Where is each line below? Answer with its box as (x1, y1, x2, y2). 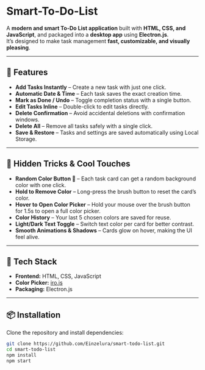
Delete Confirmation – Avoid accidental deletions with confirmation (15, 109, 185, 116)
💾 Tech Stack (6, 256, 57, 266)
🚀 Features (6, 67, 48, 77)
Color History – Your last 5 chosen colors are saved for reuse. (15, 213, 171, 221)
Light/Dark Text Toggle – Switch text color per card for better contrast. (15, 220, 194, 227)
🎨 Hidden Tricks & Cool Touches (6, 158, 131, 169)
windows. (15, 116, 40, 123)
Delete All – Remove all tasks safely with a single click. (15, 122, 153, 129)
